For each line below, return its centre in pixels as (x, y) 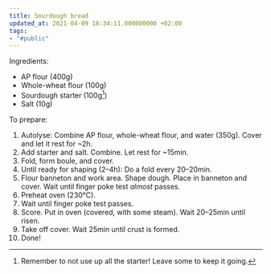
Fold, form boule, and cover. (68, 160)
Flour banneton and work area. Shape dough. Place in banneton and (134, 177)
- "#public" (29, 38)
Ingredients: (29, 61)
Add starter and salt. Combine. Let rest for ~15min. (105, 152)
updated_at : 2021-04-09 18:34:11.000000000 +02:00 (96, 23)
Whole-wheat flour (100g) (64, 85)
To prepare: (28, 119)
